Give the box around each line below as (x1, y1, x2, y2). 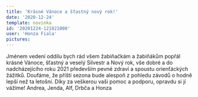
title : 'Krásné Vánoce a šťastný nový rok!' (6, 8, 118, 15)
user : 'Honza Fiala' (6, 31, 58, 37)
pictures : (6, 36, 31, 42)
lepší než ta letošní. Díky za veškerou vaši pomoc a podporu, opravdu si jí (6, 78, 186, 85)
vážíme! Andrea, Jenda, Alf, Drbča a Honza (6, 85, 112, 91)
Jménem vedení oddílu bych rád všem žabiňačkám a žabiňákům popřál (6, 53, 181, 60)
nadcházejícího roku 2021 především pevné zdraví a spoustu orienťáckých (6, 65, 188, 72)
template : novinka (6, 20, 52, 26)
